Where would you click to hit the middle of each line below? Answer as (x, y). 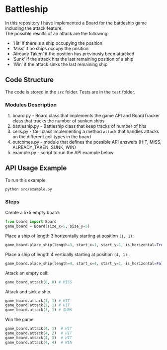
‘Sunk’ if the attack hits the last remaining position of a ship (73, 59)
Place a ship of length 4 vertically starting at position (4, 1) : (67, 254)
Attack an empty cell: (27, 273)
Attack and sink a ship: (28, 291)
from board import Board (31, 222)
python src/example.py (29, 189)
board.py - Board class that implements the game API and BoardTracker (86, 116)
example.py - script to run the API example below (63, 153)
